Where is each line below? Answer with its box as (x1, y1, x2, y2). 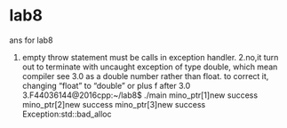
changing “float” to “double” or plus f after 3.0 (21, 80, 191, 91)
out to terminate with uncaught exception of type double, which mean (21, 61, 278, 72)
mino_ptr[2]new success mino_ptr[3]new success (21, 99, 206, 109)
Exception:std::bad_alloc (21, 108, 112, 119)
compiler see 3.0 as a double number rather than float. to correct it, (21, 70, 269, 81)
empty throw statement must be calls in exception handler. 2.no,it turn (21, 52, 279, 62)
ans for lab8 (9, 35, 53, 45)
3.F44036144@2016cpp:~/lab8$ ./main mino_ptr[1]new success (21, 90, 259, 100)
